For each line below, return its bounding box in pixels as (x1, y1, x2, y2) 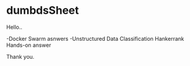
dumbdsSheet (6, 4, 79, 17)
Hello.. (6, 23, 22, 31)
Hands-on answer (6, 41, 52, 49)
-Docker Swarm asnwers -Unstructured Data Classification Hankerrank (6, 35, 185, 42)
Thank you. (6, 53, 35, 60)
